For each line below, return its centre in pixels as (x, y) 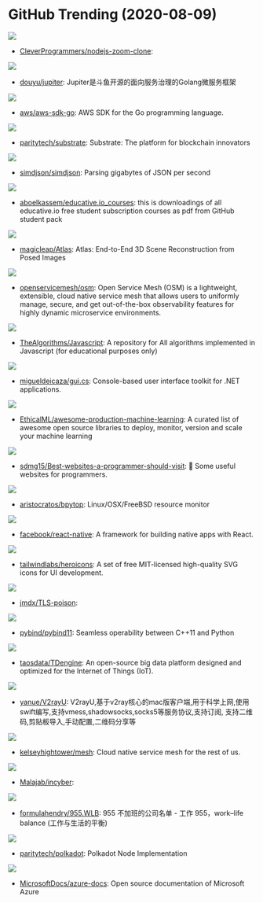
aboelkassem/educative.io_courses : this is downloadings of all (121, 202)
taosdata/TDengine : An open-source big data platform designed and (130, 662)
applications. (40, 389)
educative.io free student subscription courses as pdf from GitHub (127, 211)
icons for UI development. (61, 573)
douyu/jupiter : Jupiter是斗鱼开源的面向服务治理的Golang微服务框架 (128, 82)
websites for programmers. (63, 474)
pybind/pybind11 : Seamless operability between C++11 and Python (127, 632)
